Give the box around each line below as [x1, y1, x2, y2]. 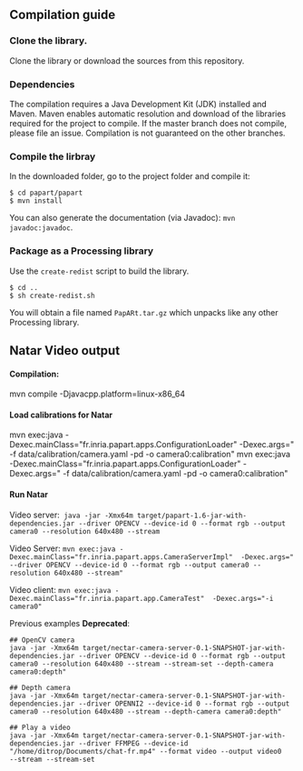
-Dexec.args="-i [211, 594, 274, 603]
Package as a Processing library [9, 245, 154, 257]
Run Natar [9, 488, 48, 499]
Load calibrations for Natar [9, 409, 113, 420]
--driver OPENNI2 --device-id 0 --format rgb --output [78, 699, 290, 708]
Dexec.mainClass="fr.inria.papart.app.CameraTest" [9, 594, 205, 603]
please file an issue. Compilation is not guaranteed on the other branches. [9, 127, 286, 138]
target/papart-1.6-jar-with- [136, 511, 248, 520]
